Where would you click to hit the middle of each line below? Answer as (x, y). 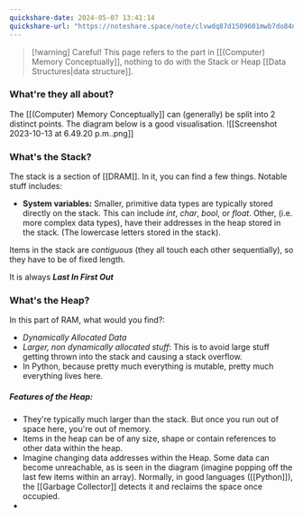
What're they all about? (62, 94)
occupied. (41, 496)
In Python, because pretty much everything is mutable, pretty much (148, 366)
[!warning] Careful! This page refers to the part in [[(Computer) (148, 52)
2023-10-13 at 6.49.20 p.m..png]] (72, 133)
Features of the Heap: (51, 396)
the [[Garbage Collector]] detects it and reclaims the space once (142, 487)
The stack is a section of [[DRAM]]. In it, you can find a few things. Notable (148, 176)
